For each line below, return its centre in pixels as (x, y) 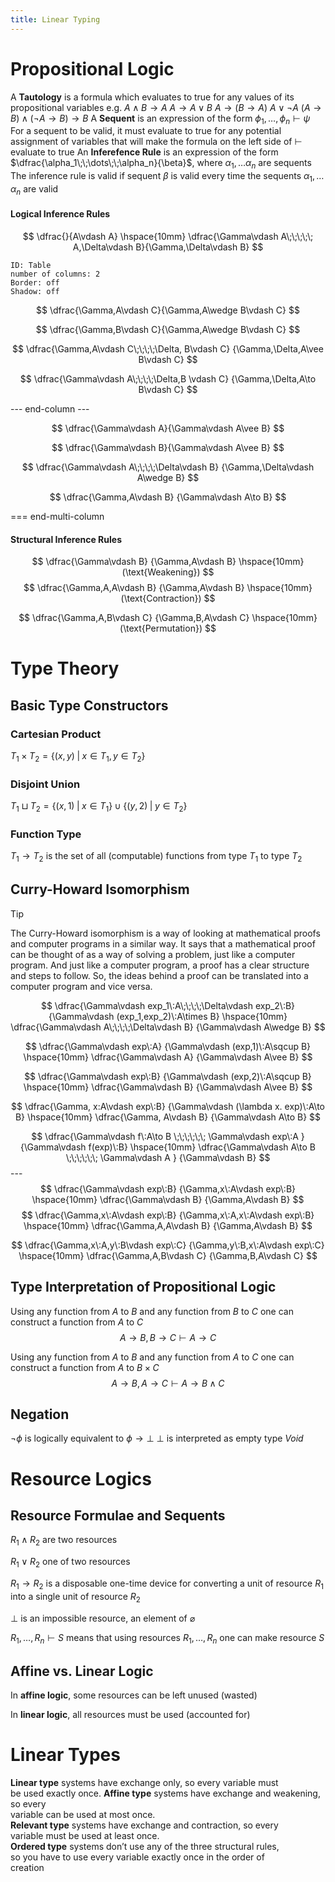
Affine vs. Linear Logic (82, 1671)
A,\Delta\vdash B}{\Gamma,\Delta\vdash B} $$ (168, 247)
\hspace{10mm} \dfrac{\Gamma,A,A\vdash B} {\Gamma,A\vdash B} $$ (168, 1225)
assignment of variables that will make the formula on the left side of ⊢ (156, 142)
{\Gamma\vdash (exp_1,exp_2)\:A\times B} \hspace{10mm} (168, 1016)
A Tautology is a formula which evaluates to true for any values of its (152, 97)
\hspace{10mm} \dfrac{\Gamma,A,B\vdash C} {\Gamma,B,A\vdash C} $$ (168, 1255)
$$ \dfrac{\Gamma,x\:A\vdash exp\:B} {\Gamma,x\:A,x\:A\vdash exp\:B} (168, 1215)
